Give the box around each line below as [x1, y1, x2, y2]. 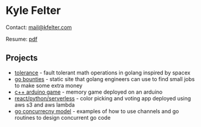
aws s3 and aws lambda [14, 101, 75, 108]
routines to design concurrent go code [14, 114, 111, 121]
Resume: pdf [5, 35, 38, 42]
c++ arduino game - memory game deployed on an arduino [14, 88, 163, 96]
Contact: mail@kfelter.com [5, 24, 72, 31]
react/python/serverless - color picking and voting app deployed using [14, 94, 191, 102]
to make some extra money [14, 82, 83, 89]
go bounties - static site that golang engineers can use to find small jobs [14, 75, 195, 82]
